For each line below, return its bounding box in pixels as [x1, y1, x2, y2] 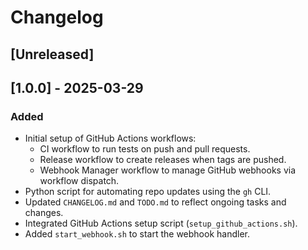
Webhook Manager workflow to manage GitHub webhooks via [39, 164, 297, 176]
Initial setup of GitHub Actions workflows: [24, 132, 197, 145]
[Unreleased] [10, 46, 95, 63]
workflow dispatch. [39, 175, 120, 187]
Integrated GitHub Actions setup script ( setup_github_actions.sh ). [24, 217, 298, 230]
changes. [24, 207, 64, 219]
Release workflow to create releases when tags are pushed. [39, 154, 287, 166]
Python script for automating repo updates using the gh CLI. [24, 186, 272, 198]
